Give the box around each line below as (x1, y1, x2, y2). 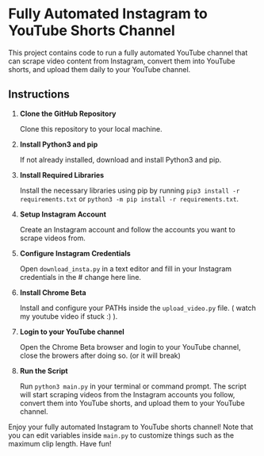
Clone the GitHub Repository (19, 109, 117, 118)
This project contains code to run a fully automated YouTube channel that (8, 48, 248, 57)
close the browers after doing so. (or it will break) (19, 351, 181, 360)
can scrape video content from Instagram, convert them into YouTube (8, 56, 235, 66)
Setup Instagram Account (19, 209, 107, 219)
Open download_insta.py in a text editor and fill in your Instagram (19, 263, 232, 274)
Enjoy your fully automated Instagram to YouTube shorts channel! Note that (8, 422, 254, 431)
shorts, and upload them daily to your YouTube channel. (8, 64, 191, 74)
